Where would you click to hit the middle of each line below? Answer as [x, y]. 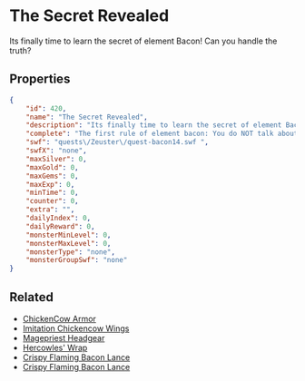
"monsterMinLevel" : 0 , [69, 235]
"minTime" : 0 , [52, 193]
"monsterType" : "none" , [71, 252]
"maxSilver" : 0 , [57, 159]
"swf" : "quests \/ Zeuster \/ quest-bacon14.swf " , [117, 142]
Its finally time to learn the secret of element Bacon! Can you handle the [143, 41]
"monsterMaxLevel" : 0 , [69, 243]
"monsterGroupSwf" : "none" [77, 260]
